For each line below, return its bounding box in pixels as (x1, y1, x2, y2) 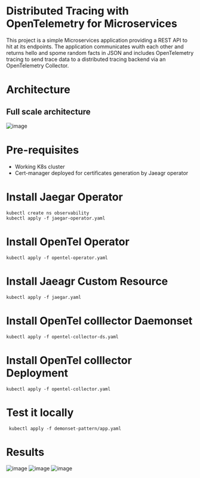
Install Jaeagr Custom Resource (6, 275, 168, 288)
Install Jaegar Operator (6, 190, 124, 204)
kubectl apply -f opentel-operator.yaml (6, 255, 109, 261)
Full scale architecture (6, 106, 91, 117)
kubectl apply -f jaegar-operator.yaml (6, 215, 106, 221)
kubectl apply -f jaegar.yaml (6, 294, 82, 300)
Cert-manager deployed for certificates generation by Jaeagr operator (14, 169, 189, 177)
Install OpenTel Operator (6, 235, 130, 248)
